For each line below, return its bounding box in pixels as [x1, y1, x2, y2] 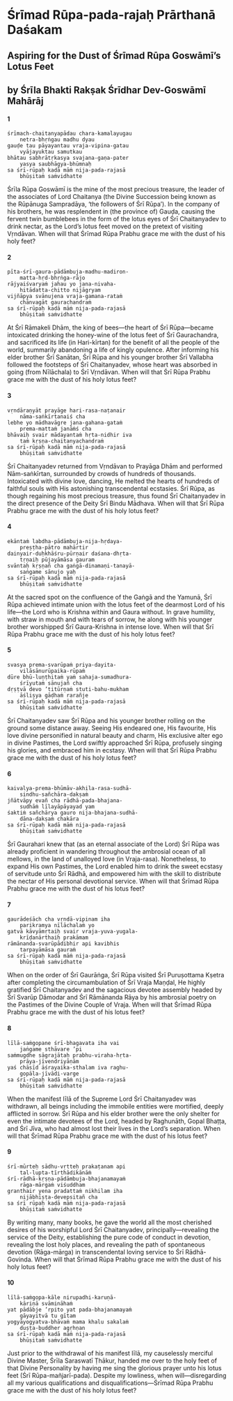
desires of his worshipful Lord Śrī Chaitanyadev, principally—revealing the [7, 1225, 220, 1233]
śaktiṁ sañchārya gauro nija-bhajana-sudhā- [7, 810, 138, 817]
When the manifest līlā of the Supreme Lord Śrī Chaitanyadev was [7, 1095, 197, 1103]
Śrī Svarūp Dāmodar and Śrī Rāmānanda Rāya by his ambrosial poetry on [7, 993, 217, 1002]
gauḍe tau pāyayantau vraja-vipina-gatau [7, 142, 129, 149]
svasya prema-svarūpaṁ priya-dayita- [7, 661, 117, 668]
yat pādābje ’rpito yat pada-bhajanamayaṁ [7, 1306, 132, 1313]
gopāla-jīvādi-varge [19, 1070, 79, 1077]
